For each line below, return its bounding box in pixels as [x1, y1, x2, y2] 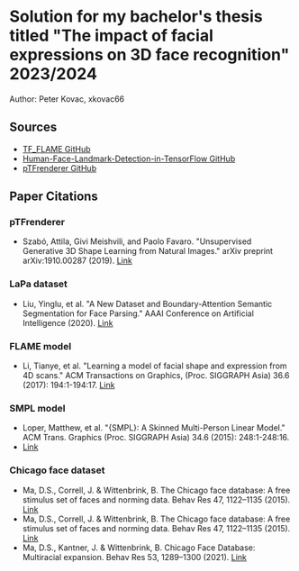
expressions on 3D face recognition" [9, 45, 290, 65]
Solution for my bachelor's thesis [9, 6, 263, 27]
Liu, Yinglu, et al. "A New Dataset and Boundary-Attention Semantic [22, 298, 273, 309]
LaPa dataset [9, 277, 68, 290]
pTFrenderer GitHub [22, 162, 97, 173]
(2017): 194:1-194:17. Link [22, 380, 115, 391]
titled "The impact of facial [9, 25, 213, 46]
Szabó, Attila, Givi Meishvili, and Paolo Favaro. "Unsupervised [22, 236, 252, 247]
